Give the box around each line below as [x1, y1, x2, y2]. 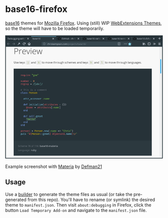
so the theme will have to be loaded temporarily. [5, 25, 104, 31]
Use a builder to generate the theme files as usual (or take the [5, 191, 132, 197]
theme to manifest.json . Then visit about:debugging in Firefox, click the [5, 201, 151, 208]
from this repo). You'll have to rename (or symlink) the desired [27, 196, 155, 202]
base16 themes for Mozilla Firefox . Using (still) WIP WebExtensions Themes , [5, 20, 162, 26]
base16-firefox [5, 3, 67, 15]
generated [5, 196, 26, 202]
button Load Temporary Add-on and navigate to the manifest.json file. [5, 207, 147, 213]
